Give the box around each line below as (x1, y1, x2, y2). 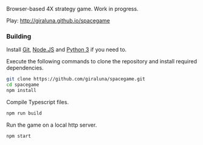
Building (6, 32, 32, 40)
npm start (6, 133, 32, 139)
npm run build (6, 110, 43, 116)
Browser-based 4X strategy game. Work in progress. (6, 5, 139, 12)
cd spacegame (6, 82, 40, 88)
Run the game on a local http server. (6, 121, 97, 129)
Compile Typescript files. (6, 98, 69, 105)
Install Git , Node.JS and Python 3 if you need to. (6, 46, 127, 54)
